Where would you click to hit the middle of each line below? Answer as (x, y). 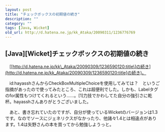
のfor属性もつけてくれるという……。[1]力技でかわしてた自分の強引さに (77, 95)
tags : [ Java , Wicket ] (27, 28)
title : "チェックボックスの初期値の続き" (43, 14)
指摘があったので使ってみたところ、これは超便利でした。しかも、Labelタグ (82, 89)
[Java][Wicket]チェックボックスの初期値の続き (77, 54)
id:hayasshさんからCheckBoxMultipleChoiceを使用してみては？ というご (84, 83)
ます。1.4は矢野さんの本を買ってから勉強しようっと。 (60, 124)
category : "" (18, 23)
